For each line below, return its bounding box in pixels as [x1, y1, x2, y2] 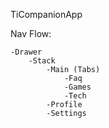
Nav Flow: [10, 28, 52, 39]
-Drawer [10, 47, 43, 57]
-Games [63, 82, 92, 92]
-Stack [28, 56, 56, 66]
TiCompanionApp [10, 9, 83, 20]
